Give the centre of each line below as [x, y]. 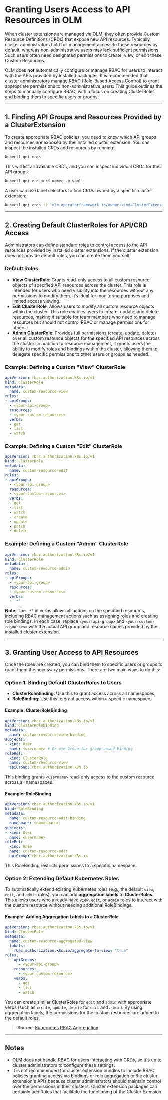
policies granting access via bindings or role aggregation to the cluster [85, 1076]
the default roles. [23, 1018]
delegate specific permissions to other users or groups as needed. [81, 354]
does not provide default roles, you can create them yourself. [68, 256]
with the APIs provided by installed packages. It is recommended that [77, 75]
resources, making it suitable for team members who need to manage [84, 317]
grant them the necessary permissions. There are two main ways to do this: [83, 670]
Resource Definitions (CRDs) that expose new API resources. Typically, [78, 39]
